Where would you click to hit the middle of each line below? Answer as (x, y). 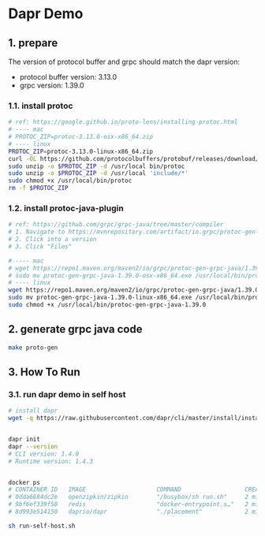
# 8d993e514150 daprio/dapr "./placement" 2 (128, 512)
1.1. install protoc (41, 106)
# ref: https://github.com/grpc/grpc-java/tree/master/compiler (116, 225)
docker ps (24, 482)
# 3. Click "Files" (40, 246)
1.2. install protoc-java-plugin (66, 208)
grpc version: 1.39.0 (52, 85)
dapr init (24, 439)
